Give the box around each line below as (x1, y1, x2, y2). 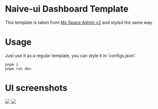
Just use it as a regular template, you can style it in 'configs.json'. (5, 53, 136, 58)
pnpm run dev (5, 66, 32, 71)
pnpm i (5, 62, 18, 67)
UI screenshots (5, 83, 68, 93)
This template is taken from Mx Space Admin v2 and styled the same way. (5, 19, 154, 25)
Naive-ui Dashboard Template (5, 3, 129, 15)
